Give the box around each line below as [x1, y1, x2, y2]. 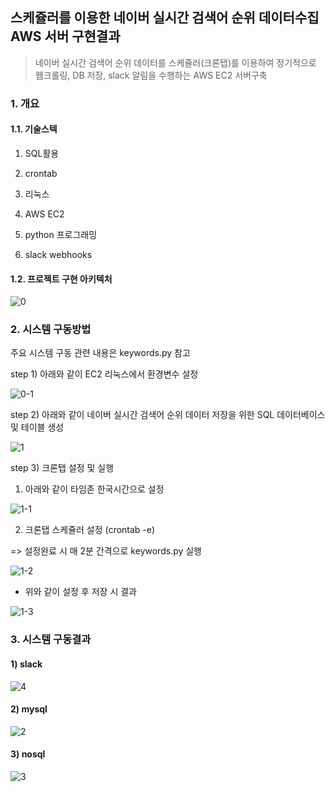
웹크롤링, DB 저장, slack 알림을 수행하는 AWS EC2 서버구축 [34, 69, 268, 81]
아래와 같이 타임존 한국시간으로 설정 [24, 483, 165, 495]
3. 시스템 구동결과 [10, 633, 92, 647]
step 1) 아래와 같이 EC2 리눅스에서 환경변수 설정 [10, 368, 199, 380]
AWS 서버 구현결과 [10, 28, 121, 45]
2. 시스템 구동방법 [10, 323, 92, 337]
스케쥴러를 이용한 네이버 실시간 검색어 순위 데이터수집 [10, 9, 320, 27]
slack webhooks [24, 248, 93, 260]
